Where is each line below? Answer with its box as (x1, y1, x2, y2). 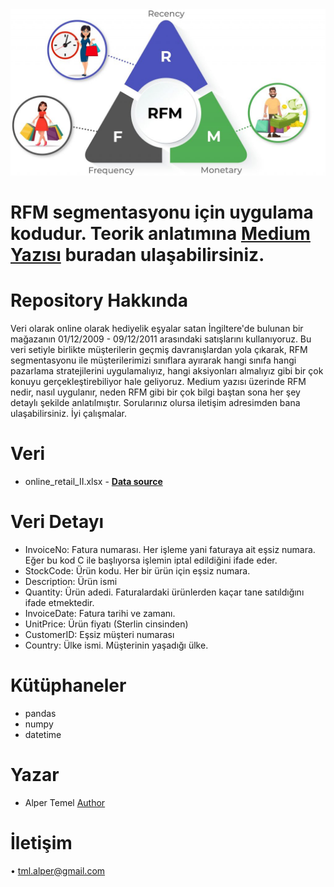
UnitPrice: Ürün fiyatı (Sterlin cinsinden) (24, 618, 189, 630)
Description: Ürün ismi (24, 575, 118, 587)
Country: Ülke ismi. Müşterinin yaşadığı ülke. (24, 639, 209, 651)
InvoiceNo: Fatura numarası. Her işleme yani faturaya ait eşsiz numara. (24, 543, 316, 555)
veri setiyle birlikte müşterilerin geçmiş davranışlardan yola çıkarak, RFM (10, 343, 308, 355)
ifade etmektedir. (24, 596, 95, 608)
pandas (24, 707, 57, 719)
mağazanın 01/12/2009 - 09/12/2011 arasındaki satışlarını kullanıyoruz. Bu (10, 333, 312, 345)
